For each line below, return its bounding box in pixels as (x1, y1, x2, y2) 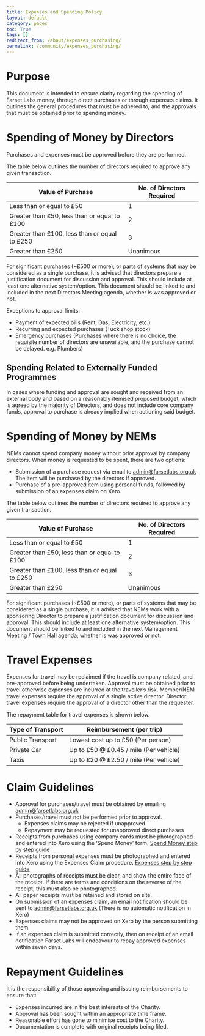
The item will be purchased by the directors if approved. (15, 474, 157, 482)
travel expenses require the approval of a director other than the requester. (6, 699, 195, 707)
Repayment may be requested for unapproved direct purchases (24, 827, 184, 834)
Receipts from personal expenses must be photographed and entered (15, 852, 190, 860)
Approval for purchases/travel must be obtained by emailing (15, 800, 167, 808)
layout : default (6, 15, 48, 21)
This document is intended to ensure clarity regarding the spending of (6, 89, 182, 97)
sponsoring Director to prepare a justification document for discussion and (6, 612, 194, 619)
